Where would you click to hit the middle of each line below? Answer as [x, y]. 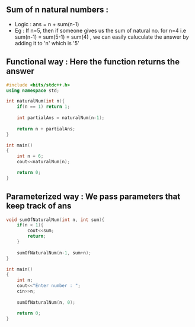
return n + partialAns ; [46, 129]
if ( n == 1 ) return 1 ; [43, 107]
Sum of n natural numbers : [57, 10]
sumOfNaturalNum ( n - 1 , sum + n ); [54, 253]
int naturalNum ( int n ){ [36, 101]
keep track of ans [39, 206]
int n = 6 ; [30, 156]
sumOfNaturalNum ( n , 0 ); [46, 302]
